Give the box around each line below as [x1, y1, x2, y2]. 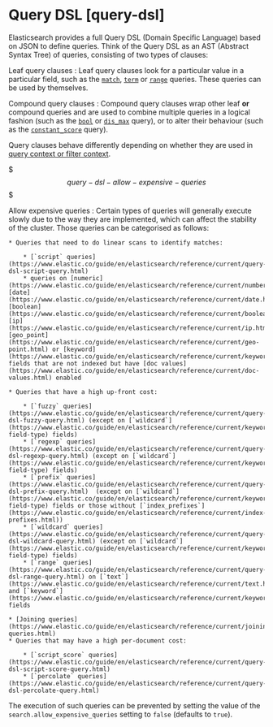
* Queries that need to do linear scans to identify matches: [8, 238, 223, 247]
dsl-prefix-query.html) [8, 487, 89, 495]
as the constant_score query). [8, 124, 108, 134]
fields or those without [51, 501, 136, 509]
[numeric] [70, 274, 104, 282]
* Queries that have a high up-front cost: [8, 387, 158, 396]
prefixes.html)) [8, 516, 63, 524]
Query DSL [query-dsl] [8, 6, 165, 24]
